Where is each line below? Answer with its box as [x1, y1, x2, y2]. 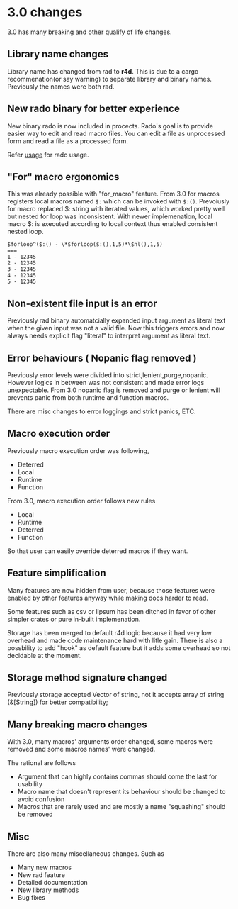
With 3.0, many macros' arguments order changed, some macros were [7, 737, 214, 746]
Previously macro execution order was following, [7, 446, 149, 454]
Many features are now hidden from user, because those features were [7, 586, 215, 594]
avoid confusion [17, 795, 65, 803]
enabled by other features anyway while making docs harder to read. [7, 593, 209, 602]
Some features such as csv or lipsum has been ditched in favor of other [7, 607, 216, 615]
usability [17, 780, 42, 788]
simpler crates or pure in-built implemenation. [7, 615, 141, 623]
